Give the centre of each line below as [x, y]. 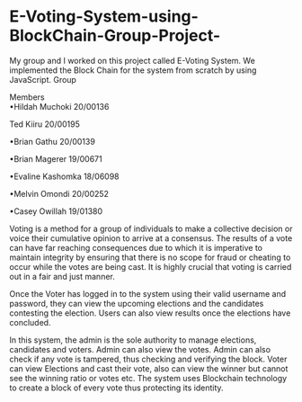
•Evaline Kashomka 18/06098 [64, 176]
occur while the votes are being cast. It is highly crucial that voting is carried [151, 266]
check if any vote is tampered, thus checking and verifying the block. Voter [148, 359]
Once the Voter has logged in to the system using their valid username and [148, 293]
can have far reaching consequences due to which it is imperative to [136, 247]
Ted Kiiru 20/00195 [45, 124]
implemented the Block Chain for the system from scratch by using [133, 70]
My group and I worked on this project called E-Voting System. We [133, 60]
